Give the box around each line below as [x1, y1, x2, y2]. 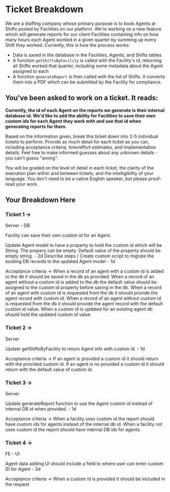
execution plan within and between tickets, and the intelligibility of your [5, 170, 154, 176]
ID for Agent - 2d [5, 466, 41, 472]
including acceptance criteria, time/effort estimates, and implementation [5, 144, 156, 150]
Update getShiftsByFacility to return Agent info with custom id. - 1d [5, 345, 145, 352]
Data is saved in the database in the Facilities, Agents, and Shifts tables [12, 52, 162, 58]
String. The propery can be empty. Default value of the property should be [5, 248, 161, 254]
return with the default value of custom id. [5, 366, 93, 372]
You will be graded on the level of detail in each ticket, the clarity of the [5, 164, 154, 171]
